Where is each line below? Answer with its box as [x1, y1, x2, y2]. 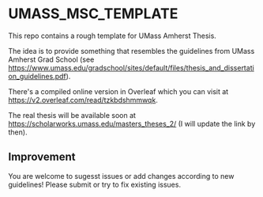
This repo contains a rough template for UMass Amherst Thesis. [8, 31, 217, 40]
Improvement [8, 150, 76, 164]
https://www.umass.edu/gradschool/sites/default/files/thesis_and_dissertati [8, 63, 254, 72]
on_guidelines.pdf [8, 71, 67, 81]
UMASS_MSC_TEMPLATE [8, 5, 178, 23]
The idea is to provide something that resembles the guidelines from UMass [8, 46, 255, 55]
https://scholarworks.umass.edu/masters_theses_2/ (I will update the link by [8, 119, 256, 128]
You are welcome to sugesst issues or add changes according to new [8, 171, 235, 180]
